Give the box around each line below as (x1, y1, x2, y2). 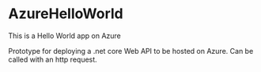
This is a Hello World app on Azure (8, 31, 121, 40)
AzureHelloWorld (8, 5, 124, 23)
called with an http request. (8, 55, 97, 64)
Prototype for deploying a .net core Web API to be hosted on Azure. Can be (8, 46, 254, 55)
